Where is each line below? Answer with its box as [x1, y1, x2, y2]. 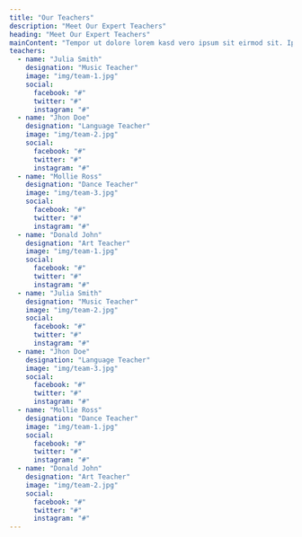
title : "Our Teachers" [9, 13, 94, 22]
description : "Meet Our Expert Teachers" [9, 22, 167, 31]
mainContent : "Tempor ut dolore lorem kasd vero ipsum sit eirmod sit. [9, 38, 283, 48]
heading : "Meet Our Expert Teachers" [9, 30, 151, 39]
